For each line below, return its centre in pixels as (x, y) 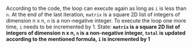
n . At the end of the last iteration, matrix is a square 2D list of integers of (93, 14)
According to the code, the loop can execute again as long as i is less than (96, 8)
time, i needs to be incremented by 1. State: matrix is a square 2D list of (93, 27)
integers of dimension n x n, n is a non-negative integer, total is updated (96, 33)
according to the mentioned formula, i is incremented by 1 (78, 39)
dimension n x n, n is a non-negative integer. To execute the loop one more (96, 21)
